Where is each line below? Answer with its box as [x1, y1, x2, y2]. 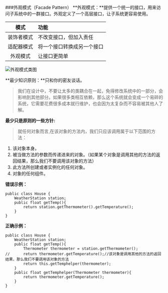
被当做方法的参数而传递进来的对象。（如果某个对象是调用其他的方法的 [12, 152, 156, 157]
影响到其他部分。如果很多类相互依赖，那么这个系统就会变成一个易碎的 [17, 94, 163, 100]
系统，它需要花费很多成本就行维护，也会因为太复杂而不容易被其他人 [17, 100, 159, 106]
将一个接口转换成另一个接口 [38, 43, 104, 50]
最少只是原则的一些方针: [5, 118, 55, 124]
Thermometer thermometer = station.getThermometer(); [23, 246, 138, 251]
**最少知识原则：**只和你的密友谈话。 [5, 77, 85, 83]
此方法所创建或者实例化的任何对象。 [12, 164, 88, 170]
